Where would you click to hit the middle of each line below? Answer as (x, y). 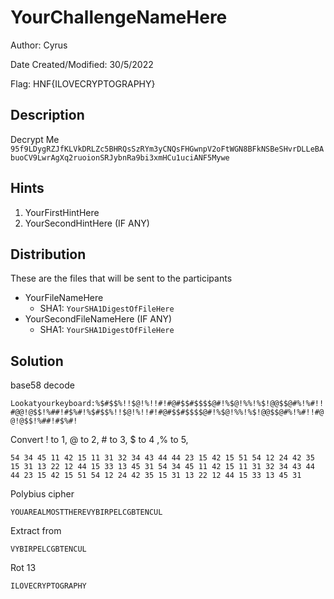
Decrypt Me (35, 139)
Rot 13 (23, 568)
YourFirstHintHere (62, 212)
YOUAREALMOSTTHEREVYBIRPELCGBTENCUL (86, 512)
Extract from (36, 531)
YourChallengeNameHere (119, 17)
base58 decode (42, 385)
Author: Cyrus (39, 45)
